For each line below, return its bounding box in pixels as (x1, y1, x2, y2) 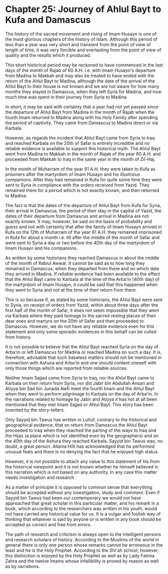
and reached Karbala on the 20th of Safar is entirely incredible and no (5, 140, 150, 146)
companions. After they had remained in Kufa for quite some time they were (5, 176, 162, 182)
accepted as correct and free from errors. (5, 521, 92, 527)
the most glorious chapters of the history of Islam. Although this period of (5, 36, 157, 42)
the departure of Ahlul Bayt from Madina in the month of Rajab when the (5, 109, 155, 115)
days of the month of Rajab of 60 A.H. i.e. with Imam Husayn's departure (5, 67, 156, 73)
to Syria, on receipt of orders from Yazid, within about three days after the (5, 302, 158, 308)
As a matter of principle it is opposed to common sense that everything (5, 484, 152, 490)
